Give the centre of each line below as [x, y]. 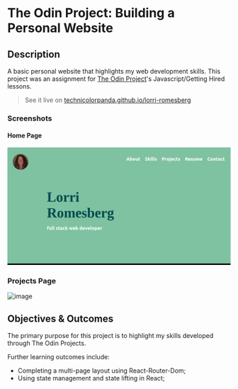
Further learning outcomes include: [58, 357]
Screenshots [30, 118]
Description [34, 54]
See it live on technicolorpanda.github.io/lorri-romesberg [108, 100]
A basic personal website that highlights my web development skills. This [114, 71]
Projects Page [32, 281]
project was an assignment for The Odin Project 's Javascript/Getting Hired [116, 79]
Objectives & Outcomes [61, 318]
